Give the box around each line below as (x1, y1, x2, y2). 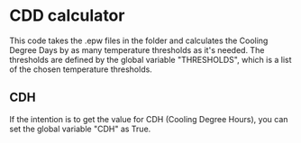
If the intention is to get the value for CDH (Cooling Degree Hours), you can (9, 113, 288, 124)
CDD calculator (9, 5, 125, 26)
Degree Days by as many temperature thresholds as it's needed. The (9, 44, 265, 55)
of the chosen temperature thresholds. (9, 64, 153, 75)
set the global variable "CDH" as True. (9, 123, 151, 134)
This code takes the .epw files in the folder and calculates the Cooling (9, 35, 269, 46)
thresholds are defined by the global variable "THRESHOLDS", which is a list (9, 54, 292, 65)
